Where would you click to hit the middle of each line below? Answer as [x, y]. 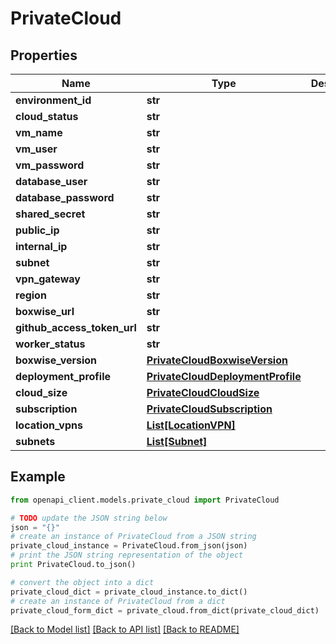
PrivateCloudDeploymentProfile [224, 376]
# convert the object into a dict [82, 582]
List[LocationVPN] [191, 425]
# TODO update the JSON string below [89, 518]
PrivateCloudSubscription [209, 409]
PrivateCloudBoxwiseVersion [217, 360]
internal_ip [41, 246]
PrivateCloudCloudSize [203, 392]
